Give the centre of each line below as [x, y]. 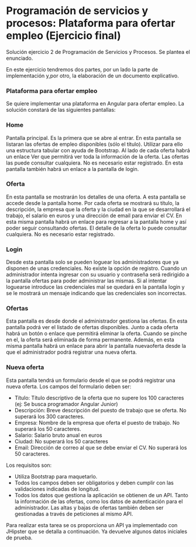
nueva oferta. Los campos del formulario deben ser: [69, 386]
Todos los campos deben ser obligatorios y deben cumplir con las [94, 483]
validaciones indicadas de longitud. [57, 489]
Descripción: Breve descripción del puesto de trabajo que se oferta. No [100, 410]
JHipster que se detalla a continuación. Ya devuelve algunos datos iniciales [97, 531]
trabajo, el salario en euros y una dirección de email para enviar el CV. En [94, 216]
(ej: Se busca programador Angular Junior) [66, 404]
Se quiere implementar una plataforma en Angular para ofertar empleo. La [95, 104]
